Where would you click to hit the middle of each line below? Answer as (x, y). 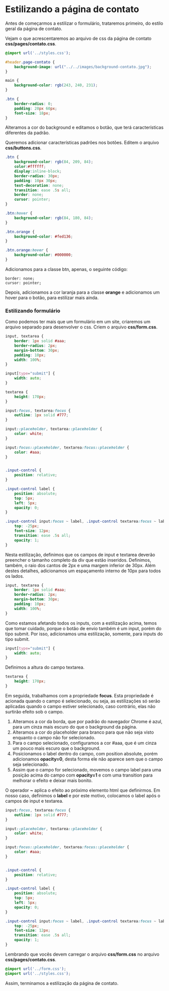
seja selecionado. (31, 764)
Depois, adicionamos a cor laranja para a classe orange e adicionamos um (82, 292)
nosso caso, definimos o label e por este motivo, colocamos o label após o (83, 795)
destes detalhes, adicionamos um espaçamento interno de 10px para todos (83, 571)
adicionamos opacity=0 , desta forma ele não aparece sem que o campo (88, 759)
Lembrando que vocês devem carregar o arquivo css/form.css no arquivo (82, 954)
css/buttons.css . (23, 148)
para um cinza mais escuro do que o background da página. (75, 727)
